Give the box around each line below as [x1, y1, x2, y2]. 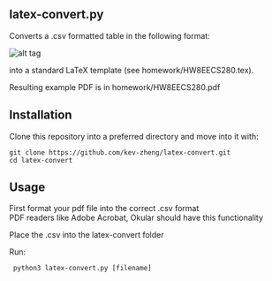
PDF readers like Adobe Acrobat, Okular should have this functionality [9, 212, 263, 224]
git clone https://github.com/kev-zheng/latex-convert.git [9, 148, 231, 157]
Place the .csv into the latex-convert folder [9, 230, 164, 240]
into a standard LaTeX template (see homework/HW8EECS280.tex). [9, 65, 254, 75]
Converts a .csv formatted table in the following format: [9, 30, 210, 41]
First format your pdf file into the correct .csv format [9, 203, 200, 214]
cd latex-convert [9, 156, 73, 164]
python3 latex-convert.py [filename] [12, 264, 152, 273]
